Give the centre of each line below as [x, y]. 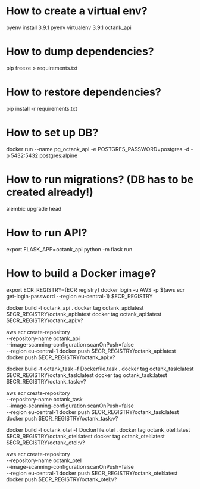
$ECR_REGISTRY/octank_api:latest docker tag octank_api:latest [84, 314]
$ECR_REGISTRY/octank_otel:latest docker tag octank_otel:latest [85, 436]
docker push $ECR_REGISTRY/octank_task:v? [62, 418]
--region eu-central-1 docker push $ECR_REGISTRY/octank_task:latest [93, 412]
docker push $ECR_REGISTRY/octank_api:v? [61, 357]
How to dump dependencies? [80, 52]
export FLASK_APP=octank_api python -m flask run [69, 249]
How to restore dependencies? [84, 92]
